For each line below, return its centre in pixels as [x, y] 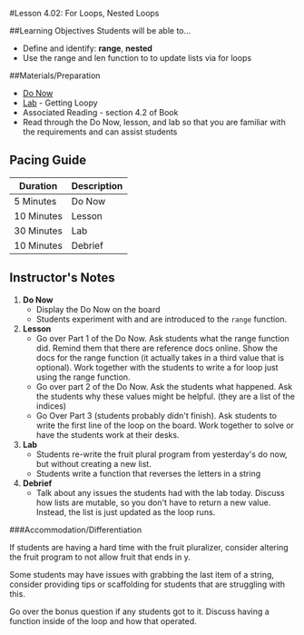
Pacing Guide [48, 160]
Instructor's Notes [62, 278]
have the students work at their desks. [108, 434]
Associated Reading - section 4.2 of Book [100, 112]
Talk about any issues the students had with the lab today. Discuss [160, 492]
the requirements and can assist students [100, 132]
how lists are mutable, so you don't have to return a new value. [153, 502]
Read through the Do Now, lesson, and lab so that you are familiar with [154, 122]
